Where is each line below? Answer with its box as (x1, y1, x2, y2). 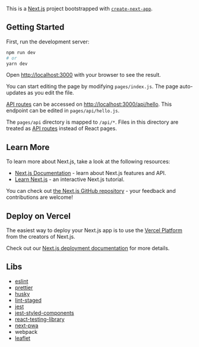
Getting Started (6, 22, 65, 32)
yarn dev (6, 61, 28, 67)
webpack (14, 328, 37, 335)
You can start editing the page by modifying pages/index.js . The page (6, 83, 179, 90)
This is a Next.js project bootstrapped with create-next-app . (6, 5, 153, 12)
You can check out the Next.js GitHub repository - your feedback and (6, 187, 176, 195)
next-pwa (14, 321, 39, 329)
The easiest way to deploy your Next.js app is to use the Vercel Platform (6, 227, 183, 234)
